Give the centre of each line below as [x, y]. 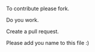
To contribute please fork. [38, 9]
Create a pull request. [33, 31]
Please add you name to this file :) [48, 43]
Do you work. [23, 20]
